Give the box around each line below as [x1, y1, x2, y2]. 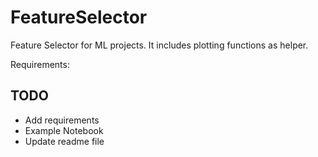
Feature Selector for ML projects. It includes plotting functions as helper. [10, 39, 309, 51]
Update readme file [24, 135, 105, 147]
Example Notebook [24, 124, 104, 136]
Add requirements [24, 114, 100, 126]
